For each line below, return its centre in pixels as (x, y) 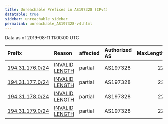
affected (89, 53)
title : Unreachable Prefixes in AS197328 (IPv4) (57, 10)
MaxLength (151, 53)
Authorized (118, 50)
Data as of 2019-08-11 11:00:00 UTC (42, 38)
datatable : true (22, 14)
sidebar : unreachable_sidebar (37, 19)
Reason (63, 53)
